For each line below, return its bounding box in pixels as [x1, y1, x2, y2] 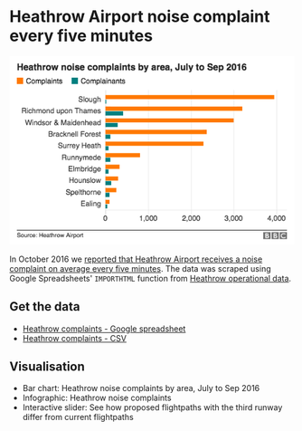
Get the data [9, 299, 80, 314]
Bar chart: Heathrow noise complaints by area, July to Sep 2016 [22, 383, 260, 394]
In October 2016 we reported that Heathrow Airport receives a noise [9, 254, 263, 264]
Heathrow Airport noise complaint [9, 6, 270, 27]
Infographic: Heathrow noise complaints [22, 392, 172, 404]
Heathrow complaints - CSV [22, 332, 127, 343]
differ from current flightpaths [22, 412, 134, 423]
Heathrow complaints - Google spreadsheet [22, 323, 186, 334]
